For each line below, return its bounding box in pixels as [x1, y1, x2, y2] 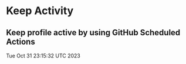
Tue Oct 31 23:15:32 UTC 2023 [6, 52, 81, 59]
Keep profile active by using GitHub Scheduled [6, 28, 181, 38]
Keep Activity [6, 4, 74, 18]
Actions [6, 36, 35, 46]
